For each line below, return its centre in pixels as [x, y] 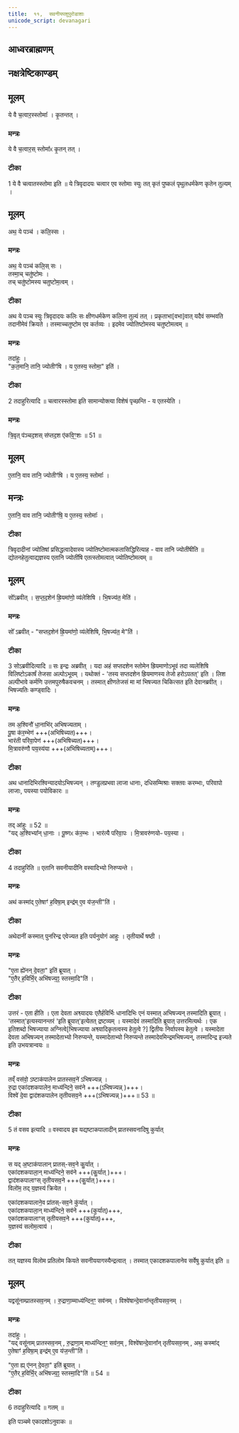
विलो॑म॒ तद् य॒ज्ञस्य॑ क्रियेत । [38, 1188]
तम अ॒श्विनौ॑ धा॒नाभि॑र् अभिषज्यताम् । [48, 724]
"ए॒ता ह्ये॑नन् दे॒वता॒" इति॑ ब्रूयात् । [42, 971]
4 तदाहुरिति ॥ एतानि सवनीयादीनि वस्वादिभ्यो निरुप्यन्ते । [71, 868]
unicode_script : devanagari [50, 21]
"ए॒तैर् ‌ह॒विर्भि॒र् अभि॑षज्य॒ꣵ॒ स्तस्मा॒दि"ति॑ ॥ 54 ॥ [59, 1373]
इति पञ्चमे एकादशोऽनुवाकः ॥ [40, 1422]
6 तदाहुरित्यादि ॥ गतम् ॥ [36, 1407]
